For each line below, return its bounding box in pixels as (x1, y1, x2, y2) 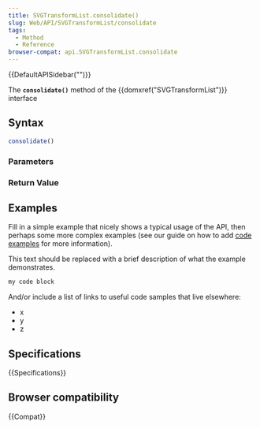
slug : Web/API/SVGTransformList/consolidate (8, 19, 157, 27)
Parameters (8, 155, 54, 166)
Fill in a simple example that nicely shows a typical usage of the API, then (8, 222, 246, 232)
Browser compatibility (8, 391, 120, 405)
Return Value (8, 177, 59, 188)
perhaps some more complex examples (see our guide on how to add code (8, 230, 252, 241)
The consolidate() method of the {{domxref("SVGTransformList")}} (8, 85, 228, 95)
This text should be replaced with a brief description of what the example (8, 254, 246, 264)
